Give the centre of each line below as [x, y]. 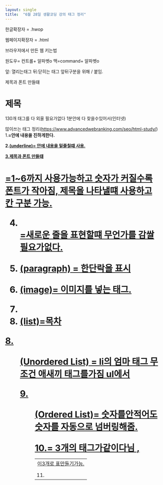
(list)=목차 [41, 321]
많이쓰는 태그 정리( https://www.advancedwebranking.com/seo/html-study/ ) [81, 129]
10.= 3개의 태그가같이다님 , [87, 448]
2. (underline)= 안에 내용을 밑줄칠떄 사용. [45, 146]
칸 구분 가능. [29, 203]
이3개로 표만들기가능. [61, 464]
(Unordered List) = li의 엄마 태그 [84, 362]
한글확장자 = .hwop [24, 29]
